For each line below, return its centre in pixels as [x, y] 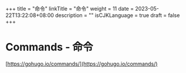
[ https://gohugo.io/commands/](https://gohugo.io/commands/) [82, 64]
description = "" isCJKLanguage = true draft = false [117, 15]
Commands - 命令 [49, 47]
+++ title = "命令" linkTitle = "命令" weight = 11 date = [70, 9]
